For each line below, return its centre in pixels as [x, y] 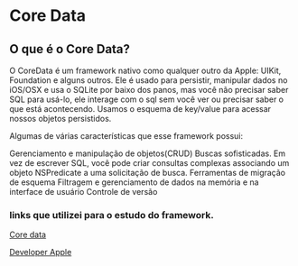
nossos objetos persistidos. [61, 119]
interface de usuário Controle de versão [84, 192]
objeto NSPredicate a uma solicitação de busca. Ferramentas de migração [148, 173]
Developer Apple [41, 252]
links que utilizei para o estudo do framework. [112, 215]
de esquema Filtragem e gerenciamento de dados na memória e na [134, 182]
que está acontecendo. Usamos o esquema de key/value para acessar [140, 109]
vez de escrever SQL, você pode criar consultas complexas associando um [149, 163]
